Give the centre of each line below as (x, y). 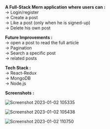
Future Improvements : (29, 37)
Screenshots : (20, 93)
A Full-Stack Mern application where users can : (55, 7)
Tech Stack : (18, 68)
